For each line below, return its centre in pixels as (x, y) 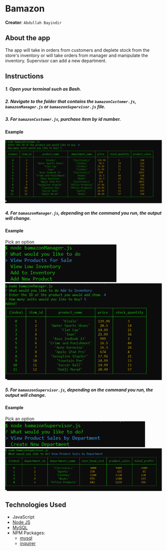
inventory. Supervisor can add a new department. (56, 61)
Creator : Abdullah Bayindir (34, 22)
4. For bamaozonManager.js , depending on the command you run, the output (83, 213)
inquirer (28, 543)
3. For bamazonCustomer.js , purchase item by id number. (63, 119)
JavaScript (23, 517)
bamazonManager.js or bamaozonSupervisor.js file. (55, 107)
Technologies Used (36, 505)
